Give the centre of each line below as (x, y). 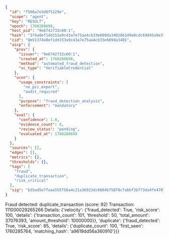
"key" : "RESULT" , (28, 21)
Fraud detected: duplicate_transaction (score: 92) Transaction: (70, 204)
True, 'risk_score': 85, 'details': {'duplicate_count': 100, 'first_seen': (74, 226)
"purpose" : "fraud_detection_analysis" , (61, 101)
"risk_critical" (31, 181)
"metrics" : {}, (26, 157)
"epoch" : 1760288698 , (32, 26)
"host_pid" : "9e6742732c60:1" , (43, 31)
